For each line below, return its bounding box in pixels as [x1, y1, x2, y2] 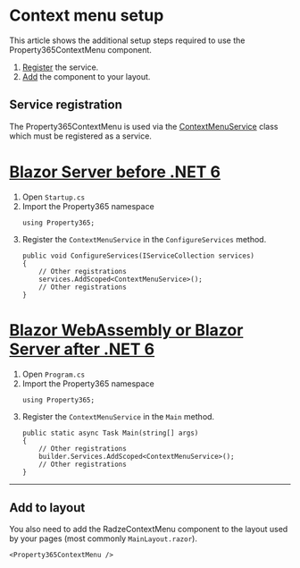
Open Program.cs [21, 369, 86, 379]
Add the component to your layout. [21, 71, 151, 81]
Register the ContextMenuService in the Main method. [21, 411, 215, 421]
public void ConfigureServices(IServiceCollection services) [21, 251, 255, 260]
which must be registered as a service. [9, 131, 152, 141]
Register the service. [21, 62, 99, 72]
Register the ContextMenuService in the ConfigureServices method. [21, 233, 267, 244]
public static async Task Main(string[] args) [21, 428, 199, 437]
